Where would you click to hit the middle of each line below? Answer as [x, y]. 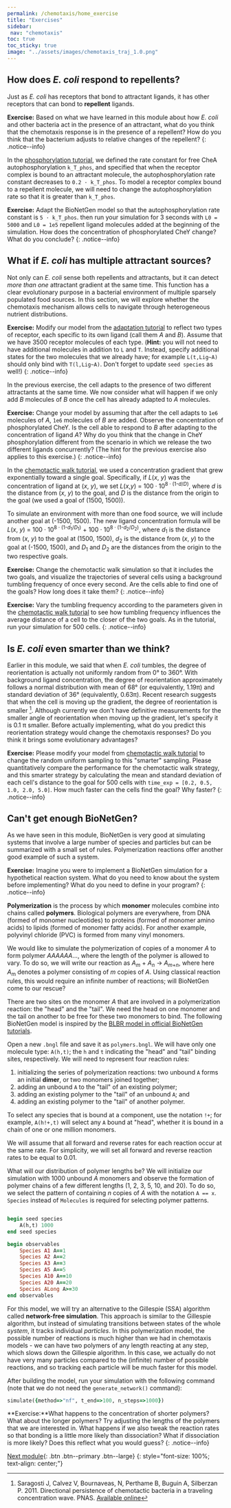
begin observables [33, 1244]
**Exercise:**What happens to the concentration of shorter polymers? [108, 1414]
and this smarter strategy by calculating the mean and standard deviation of [114, 775]
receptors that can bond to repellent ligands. [71, 103]
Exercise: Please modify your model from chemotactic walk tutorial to [106, 753]
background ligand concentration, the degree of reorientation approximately [115, 680]
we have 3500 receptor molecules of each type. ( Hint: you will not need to [113, 342]
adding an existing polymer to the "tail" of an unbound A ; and [103, 1094]
